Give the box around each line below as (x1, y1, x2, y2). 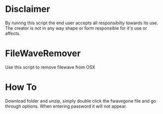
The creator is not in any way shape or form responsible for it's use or (5, 25, 147, 31)
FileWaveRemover (5, 48, 81, 59)
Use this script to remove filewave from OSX (5, 64, 95, 70)
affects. (5, 30, 21, 36)
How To (5, 82, 37, 93)
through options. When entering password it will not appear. (5, 103, 127, 109)
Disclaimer (5, 3, 50, 15)
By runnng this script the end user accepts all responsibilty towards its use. (5, 20, 159, 26)
